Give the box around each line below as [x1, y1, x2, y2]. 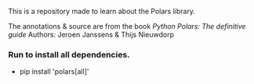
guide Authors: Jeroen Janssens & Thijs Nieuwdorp [8, 30, 175, 39]
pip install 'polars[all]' [19, 67, 89, 76]
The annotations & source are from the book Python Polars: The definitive [8, 22, 246, 30]
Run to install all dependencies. [8, 49, 131, 60]
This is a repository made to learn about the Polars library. [8, 7, 196, 16]
